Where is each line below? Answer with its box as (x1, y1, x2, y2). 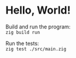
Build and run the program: (5, 23, 71, 30)
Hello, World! (5, 4, 71, 17)
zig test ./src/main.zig (5, 46, 67, 52)
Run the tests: (5, 40, 39, 47)
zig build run (5, 29, 41, 36)
